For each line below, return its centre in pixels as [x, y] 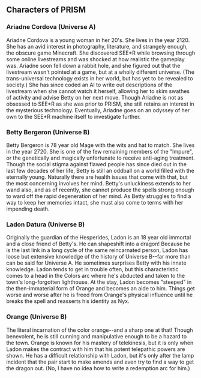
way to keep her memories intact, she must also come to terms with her [95, 202]
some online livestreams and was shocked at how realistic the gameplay [95, 59]
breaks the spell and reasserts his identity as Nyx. [68, 301]
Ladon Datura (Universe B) [46, 224]
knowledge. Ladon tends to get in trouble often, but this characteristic [92, 269]
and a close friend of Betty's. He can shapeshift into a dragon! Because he [98, 244]
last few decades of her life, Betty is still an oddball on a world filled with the [100, 170]
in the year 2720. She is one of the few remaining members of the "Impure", [100, 151]
